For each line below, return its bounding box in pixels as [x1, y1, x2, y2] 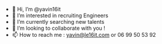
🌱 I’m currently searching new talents [11, 18, 105, 25]
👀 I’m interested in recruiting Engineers [11, 12, 108, 19]
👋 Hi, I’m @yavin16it [11, 6, 61, 12]
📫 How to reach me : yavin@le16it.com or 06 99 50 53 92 [11, 32, 157, 38]
